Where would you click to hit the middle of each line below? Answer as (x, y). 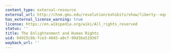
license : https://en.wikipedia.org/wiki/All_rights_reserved (72, 24)
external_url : (20, 15)
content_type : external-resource (41, 10)
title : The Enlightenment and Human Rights (52, 33)
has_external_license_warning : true (44, 19)
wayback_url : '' (22, 43)
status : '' (17, 29)
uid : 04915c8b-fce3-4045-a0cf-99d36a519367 (52, 38)
